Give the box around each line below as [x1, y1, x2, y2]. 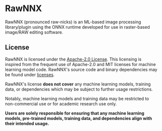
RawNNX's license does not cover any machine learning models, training [5, 81, 151, 87]
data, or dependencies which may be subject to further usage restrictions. [5, 86, 153, 92]
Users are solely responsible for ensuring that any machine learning [5, 110, 145, 116]
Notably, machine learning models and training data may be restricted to [5, 96, 149, 101]
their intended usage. [5, 120, 49, 126]
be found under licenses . [5, 71, 55, 78]
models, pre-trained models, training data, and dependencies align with [5, 115, 152, 121]
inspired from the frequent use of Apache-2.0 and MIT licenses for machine [5, 61, 156, 67]
